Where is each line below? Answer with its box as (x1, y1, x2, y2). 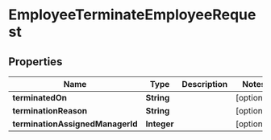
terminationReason (12, 105, 88, 116)
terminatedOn (12, 93, 67, 103)
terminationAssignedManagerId (12, 118, 139, 130)
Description (181, 79, 228, 89)
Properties (8, 55, 63, 68)
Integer (145, 118, 175, 130)
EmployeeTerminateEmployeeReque (8, 6, 256, 24)
